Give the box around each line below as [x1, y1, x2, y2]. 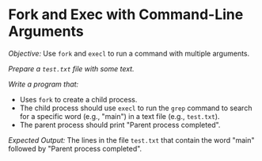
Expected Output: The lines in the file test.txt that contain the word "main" [8, 135, 255, 144]
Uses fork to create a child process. [19, 94, 138, 104]
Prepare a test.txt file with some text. [8, 63, 135, 73]
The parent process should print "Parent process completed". [19, 120, 221, 129]
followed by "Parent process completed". [8, 144, 142, 153]
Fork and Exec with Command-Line [8, 6, 244, 24]
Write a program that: [8, 79, 79, 89]
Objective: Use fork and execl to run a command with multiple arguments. [8, 48, 250, 58]
